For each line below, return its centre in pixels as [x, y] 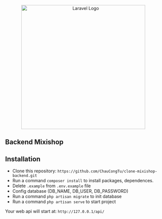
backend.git [25, 176]
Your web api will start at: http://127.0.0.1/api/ [55, 212]
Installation [23, 159]
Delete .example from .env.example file [52, 186]
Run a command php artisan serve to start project [64, 202]
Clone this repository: [34, 171]
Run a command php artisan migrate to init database [67, 197]
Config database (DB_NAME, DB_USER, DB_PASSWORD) [70, 191]
